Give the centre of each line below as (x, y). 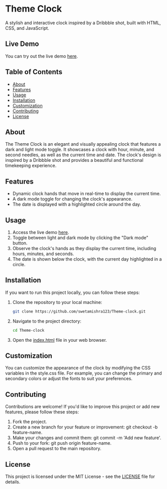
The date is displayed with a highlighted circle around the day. (77, 204)
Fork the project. (30, 422)
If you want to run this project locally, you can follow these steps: (72, 292)
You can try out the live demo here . (41, 56)
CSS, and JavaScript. (27, 28)
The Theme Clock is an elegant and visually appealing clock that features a (83, 144)
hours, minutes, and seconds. (43, 254)
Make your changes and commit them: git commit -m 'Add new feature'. (87, 438)
